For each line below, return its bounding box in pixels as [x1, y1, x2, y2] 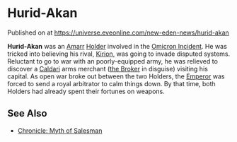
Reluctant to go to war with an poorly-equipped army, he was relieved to [7, 57, 218, 65]
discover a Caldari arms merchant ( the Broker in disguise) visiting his [7, 64, 209, 73]
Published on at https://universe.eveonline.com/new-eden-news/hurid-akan [7, 28, 230, 37]
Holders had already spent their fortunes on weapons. [7, 87, 165, 95]
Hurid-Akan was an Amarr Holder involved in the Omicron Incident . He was [7, 42, 228, 50]
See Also [7, 107, 47, 119]
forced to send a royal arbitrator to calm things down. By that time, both [7, 79, 216, 88]
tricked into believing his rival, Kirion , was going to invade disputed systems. [7, 49, 231, 58]
